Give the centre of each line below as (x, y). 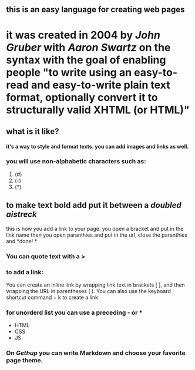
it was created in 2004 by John (83, 35)
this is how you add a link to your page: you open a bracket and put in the (95, 228)
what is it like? (33, 131)
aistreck (21, 215)
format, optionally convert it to (82, 97)
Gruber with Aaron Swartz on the (88, 47)
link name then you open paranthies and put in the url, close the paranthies (97, 235)
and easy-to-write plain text (101, 85)
